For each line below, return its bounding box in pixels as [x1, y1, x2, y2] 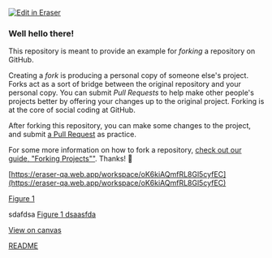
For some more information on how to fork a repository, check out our [8, 145, 242, 155]
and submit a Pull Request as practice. [8, 130, 136, 140]
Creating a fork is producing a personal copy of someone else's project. [8, 71, 249, 80]
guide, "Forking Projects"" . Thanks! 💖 [8, 154, 133, 164]
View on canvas [8, 226, 63, 235]
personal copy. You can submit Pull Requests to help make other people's [8, 88, 254, 97]
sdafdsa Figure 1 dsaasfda [8, 209, 96, 219]
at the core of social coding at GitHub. [8, 105, 136, 115]
